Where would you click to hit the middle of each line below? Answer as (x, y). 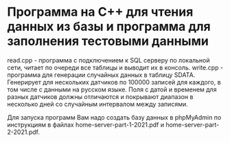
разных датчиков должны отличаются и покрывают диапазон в (100, 96)
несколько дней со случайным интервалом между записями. (97, 104)
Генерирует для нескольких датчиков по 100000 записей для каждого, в (114, 82)
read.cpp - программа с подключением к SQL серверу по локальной (109, 60)
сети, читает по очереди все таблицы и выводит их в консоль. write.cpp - (115, 67)
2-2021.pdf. (23, 132)
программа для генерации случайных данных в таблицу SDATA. (101, 75)
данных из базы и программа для (109, 26)
